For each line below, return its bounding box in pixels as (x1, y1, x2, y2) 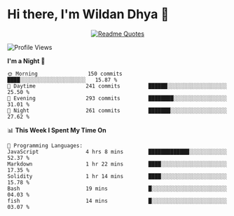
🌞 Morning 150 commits (7, 70, 123, 77)
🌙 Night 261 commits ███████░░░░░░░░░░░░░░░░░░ (7, 107, 228, 114)
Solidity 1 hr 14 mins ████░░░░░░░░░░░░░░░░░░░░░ (7, 173, 228, 180)
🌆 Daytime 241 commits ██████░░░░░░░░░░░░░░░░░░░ (7, 82, 228, 90)
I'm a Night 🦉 (7, 56, 46, 65)
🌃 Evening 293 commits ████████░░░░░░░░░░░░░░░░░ (7, 95, 228, 102)
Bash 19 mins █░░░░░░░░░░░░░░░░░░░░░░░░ (7, 185, 228, 192)
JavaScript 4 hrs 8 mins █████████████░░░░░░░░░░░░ (7, 148, 228, 155)
